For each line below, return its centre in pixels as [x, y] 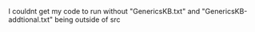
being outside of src [88, 20]
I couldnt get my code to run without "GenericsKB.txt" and [104, 11]
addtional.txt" [31, 20]
